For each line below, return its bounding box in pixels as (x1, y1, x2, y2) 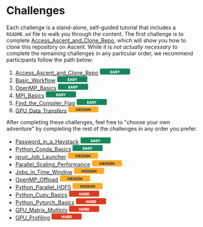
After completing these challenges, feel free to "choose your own (6, 119, 171, 126)
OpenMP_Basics (15, 84, 57, 91)
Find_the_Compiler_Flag (15, 99, 76, 107)
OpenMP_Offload (15, 176, 59, 183)
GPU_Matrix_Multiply (15, 206, 68, 214)
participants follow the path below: (6, 56, 93, 63)
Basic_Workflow (15, 77, 56, 84)
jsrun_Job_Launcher (15, 153, 66, 161)
